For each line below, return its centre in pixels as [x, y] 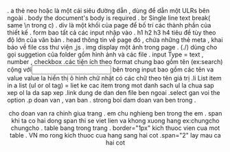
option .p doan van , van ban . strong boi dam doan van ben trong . [102, 100]
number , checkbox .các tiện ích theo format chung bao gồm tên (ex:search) [115, 62]
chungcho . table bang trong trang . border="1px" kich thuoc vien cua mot [115, 128]
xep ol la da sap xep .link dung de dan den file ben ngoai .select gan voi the [114, 93]
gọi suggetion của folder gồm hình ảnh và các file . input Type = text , [105, 54]
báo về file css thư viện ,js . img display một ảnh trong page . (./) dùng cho [112, 47]
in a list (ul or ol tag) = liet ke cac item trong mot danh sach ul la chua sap [111, 85]
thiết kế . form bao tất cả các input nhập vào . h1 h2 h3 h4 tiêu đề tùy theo [112, 32]
